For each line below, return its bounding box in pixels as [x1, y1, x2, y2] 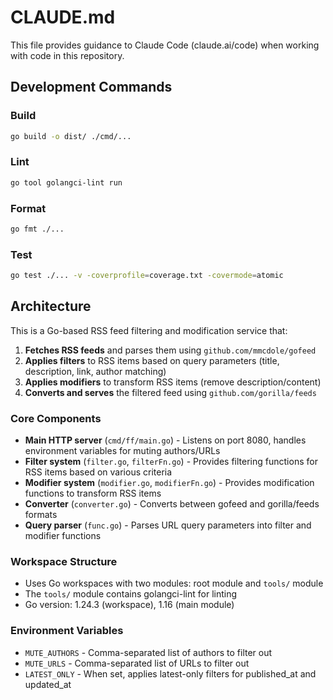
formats [24, 509, 58, 521]
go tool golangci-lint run [10, 177, 123, 188]
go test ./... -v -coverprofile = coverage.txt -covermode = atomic [10, 271, 284, 281]
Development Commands [10, 79, 173, 96]
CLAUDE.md [10, 6, 116, 29]
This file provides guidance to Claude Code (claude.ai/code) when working [10, 39, 320, 51]
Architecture [10, 298, 92, 315]
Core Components [10, 411, 102, 425]
